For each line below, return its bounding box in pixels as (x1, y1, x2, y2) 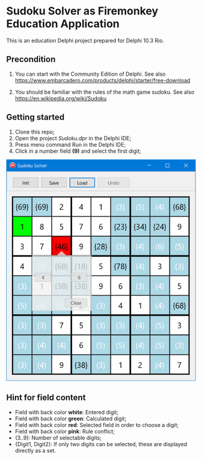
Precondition (6, 54, 56, 64)
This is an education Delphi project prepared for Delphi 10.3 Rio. (6, 37, 164, 44)
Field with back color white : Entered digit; (14, 408, 119, 416)
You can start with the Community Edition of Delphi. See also (14, 70, 166, 78)
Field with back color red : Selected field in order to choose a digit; (14, 421, 179, 428)
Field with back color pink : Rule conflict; (14, 428, 115, 435)
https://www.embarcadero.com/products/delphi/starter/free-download (14, 76, 191, 84)
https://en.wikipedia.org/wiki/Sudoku (14, 94, 107, 102)
